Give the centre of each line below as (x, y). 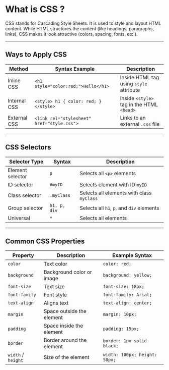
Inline (14, 80)
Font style (55, 295)
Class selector (25, 195)
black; (111, 346)
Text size (54, 287)
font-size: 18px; (123, 287)
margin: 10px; (120, 314)
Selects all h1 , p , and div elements (119, 208)
